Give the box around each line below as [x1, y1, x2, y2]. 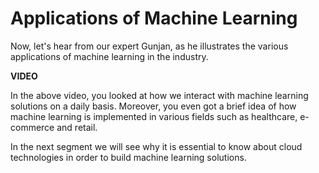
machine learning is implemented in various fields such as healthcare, [10, 110, 298, 122]
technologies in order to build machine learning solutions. [10, 151, 247, 163]
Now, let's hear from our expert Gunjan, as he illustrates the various [10, 40, 289, 52]
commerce [10, 121, 55, 133]
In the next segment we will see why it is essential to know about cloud [10, 140, 303, 152]
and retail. [56, 121, 98, 133]
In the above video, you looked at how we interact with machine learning [10, 89, 309, 101]
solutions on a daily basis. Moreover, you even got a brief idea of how [10, 100, 297, 112]
